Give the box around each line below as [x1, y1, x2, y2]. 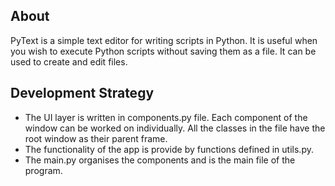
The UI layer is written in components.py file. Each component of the [24, 111, 308, 123]
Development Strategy [10, 85, 155, 102]
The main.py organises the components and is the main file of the [24, 154, 296, 166]
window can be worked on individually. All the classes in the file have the [24, 122, 326, 134]
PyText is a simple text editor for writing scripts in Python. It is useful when [10, 34, 318, 46]
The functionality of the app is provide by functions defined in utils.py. [24, 143, 314, 155]
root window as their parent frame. [24, 132, 168, 144]
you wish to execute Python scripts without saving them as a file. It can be [10, 45, 317, 57]
